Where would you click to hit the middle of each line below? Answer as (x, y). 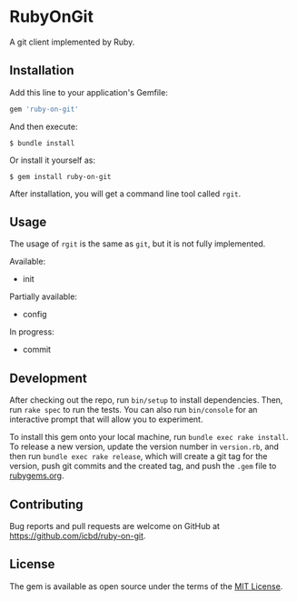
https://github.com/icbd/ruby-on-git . (78, 536)
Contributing (46, 504)
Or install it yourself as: (52, 160)
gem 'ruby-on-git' (44, 109)
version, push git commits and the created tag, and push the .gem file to (143, 466)
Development (49, 378)
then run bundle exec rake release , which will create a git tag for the (139, 456)
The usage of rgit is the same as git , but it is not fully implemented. (138, 244)
